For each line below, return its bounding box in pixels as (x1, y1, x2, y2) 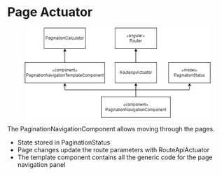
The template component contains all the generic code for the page (17, 153, 213, 161)
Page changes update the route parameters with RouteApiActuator (17, 146, 210, 154)
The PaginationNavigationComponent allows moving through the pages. (7, 125, 215, 133)
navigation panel (17, 161, 66, 169)
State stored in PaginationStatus (17, 138, 111, 147)
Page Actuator (7, 4, 93, 20)
